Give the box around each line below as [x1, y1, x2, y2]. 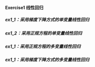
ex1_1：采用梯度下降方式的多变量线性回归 [5, 57, 90, 63]
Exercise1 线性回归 [5, 4, 44, 10]
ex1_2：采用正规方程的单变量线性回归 [5, 30, 82, 36]
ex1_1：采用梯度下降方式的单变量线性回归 [5, 17, 90, 23]
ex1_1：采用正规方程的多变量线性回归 [5, 43, 81, 49]
